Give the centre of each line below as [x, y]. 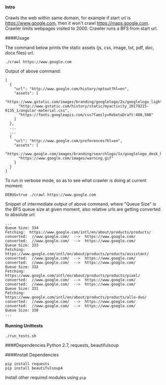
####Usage [17, 38]
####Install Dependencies [32, 355]
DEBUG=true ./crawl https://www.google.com [51, 195]
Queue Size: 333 [22, 245]
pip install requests [27, 364]
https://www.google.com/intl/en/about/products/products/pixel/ [73, 276]
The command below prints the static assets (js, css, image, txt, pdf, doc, [80, 48]
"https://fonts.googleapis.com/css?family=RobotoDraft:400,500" [86, 115]
